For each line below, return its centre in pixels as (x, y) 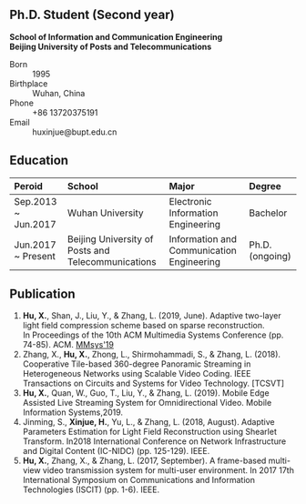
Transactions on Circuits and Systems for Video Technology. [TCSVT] (153, 383)
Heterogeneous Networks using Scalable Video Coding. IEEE (137, 374)
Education (39, 161)
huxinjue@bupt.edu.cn (75, 132)
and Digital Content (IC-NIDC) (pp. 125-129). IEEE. (116, 451)
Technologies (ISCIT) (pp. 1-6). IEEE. (91, 489)
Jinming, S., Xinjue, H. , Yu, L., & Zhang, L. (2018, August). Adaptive (148, 422)
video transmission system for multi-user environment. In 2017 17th (168, 470)
